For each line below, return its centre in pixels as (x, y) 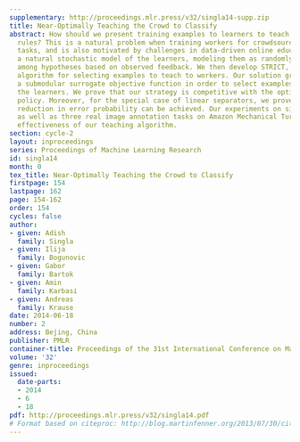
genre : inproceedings (50, 365)
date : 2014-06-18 (42, 316)
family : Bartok (46, 274)
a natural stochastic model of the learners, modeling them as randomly (155, 59)
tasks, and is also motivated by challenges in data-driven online (146, 51)
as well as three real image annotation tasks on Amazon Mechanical (147, 117)
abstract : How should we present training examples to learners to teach (150, 34)
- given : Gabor (37, 266)
